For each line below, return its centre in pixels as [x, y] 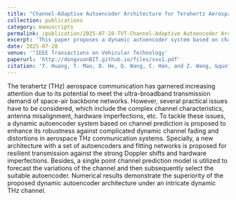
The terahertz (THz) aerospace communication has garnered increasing [111, 86]
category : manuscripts [40, 27]
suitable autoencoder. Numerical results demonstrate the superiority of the [115, 175]
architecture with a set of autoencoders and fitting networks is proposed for [117, 145]
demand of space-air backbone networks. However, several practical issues [118, 101]
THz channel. [27, 190]
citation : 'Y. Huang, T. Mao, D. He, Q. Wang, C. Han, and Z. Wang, [110, 66]
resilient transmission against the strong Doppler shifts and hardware [107, 153]
